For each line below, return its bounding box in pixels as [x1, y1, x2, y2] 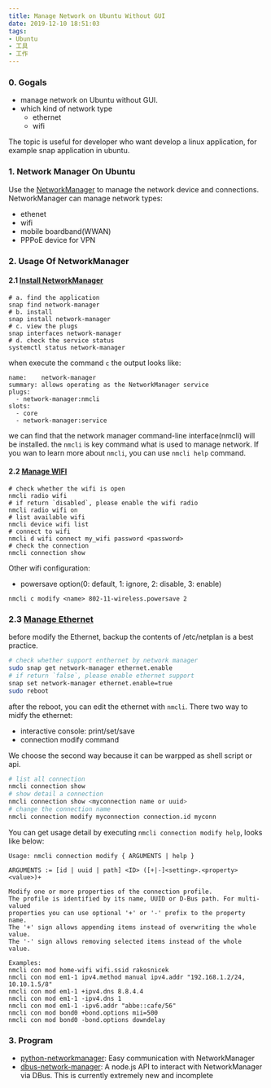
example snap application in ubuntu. [8, 146, 130, 156]
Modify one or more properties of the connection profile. [8, 888, 213, 896]
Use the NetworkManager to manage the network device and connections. [8, 184, 259, 194]
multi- [238, 894, 260, 903]
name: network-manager [8, 373, 96, 381]
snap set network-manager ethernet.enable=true [8, 679, 173, 687]
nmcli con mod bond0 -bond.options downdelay [8, 1015, 165, 1024]
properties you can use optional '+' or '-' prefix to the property [8, 909, 246, 917]
